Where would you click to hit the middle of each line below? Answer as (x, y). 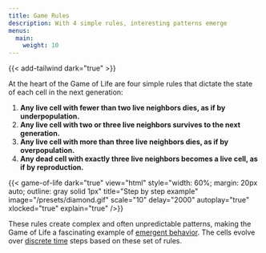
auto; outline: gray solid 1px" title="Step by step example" (103, 191)
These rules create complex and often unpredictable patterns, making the (130, 224)
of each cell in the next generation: (66, 92)
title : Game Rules (39, 16)
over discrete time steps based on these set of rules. (95, 241)
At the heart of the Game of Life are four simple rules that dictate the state (131, 84)
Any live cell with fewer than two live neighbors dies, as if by (123, 108)
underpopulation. (50, 116)
